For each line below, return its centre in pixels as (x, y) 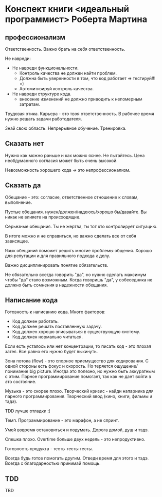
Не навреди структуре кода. (42, 94)
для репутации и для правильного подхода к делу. (58, 256)
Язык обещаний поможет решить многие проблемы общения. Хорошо (79, 250)
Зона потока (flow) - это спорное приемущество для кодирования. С (77, 361)
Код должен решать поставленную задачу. (57, 327)
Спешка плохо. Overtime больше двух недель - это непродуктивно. (75, 439)
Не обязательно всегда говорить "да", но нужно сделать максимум (76, 275)
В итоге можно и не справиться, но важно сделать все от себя (71, 236)
